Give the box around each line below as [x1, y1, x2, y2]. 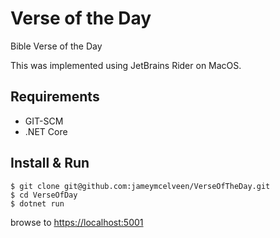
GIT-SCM [24, 115, 64, 127]
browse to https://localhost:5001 [10, 216, 144, 228]
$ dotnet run [10, 198, 65, 209]
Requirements [10, 88, 100, 106]
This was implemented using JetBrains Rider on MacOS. [10, 59, 242, 71]
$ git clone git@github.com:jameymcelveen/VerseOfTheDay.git [10, 181, 271, 191]
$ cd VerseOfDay [10, 190, 78, 200]
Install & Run [10, 155, 90, 172]
